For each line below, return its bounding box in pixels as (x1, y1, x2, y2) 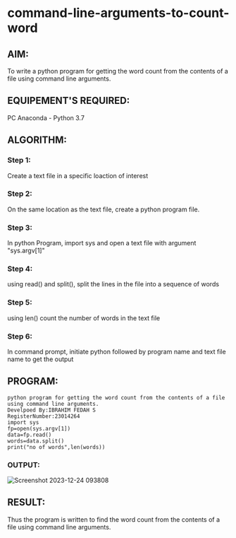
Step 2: (7, 189, 33, 199)
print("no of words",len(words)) (7, 443, 106, 450)
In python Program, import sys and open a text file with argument (7, 239, 197, 247)
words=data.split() (7, 437, 65, 445)
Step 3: (7, 223, 33, 233)
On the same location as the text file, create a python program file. (7, 205, 200, 214)
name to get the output (7, 355, 74, 363)
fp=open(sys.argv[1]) (7, 425, 71, 432)
